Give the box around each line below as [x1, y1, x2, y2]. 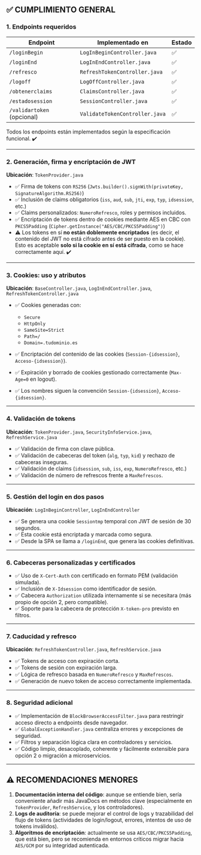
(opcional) [9, 113, 38, 121]
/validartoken [9, 107, 50, 113]
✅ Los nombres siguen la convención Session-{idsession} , [14, 387, 162, 395]
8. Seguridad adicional [6, 699, 73, 707]
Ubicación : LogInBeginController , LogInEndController [6, 506, 140, 513]
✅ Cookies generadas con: [14, 302, 81, 309]
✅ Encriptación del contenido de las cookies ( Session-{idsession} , [14, 350, 180, 358]
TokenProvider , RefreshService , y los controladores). [14, 804, 145, 811]
